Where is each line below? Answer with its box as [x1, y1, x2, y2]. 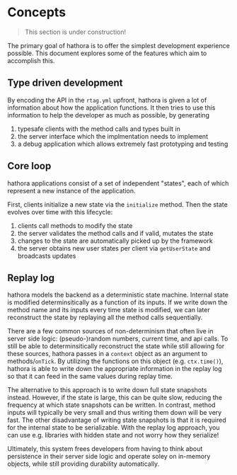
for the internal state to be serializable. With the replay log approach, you [7, 423, 220, 432]
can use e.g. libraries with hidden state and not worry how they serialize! [7, 431, 219, 440]
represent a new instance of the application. [7, 186, 136, 195]
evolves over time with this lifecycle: [7, 207, 113, 216]
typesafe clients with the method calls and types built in [17, 125, 180, 133]
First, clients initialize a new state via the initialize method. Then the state [7, 200, 228, 209]
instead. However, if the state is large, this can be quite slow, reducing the [7, 394, 223, 402]
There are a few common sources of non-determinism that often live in [7, 327, 214, 336]
